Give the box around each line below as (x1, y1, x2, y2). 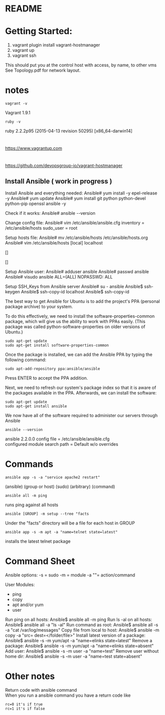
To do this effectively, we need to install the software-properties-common (5, 313, 155, 319)
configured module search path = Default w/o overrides (5, 441, 118, 447)
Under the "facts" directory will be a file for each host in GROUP (5, 520, 135, 526)
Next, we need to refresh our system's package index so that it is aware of (5, 384, 157, 391)
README (5, 3, 42, 14)
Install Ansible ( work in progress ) (5, 177, 112, 186)
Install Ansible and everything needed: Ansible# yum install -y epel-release (5, 190, 158, 196)
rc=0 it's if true (5, 702, 43, 707)
